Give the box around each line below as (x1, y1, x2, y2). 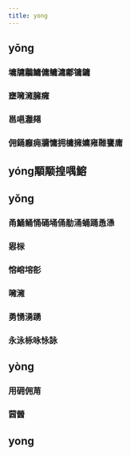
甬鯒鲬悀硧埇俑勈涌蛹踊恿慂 (8, 218, 115, 229)
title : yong (8, 11, 48, 20)
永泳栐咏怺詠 (8, 335, 58, 346)
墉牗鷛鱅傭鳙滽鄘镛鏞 (8, 66, 90, 78)
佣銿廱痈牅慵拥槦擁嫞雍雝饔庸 (8, 137, 124, 148)
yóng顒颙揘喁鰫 (8, 165, 87, 178)
